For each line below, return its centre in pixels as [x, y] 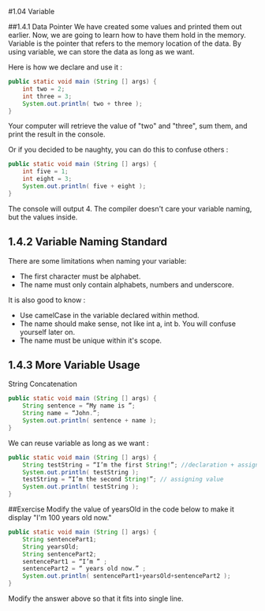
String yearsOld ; [51, 547]
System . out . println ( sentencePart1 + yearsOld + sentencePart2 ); [127, 576]
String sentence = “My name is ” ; [79, 406]
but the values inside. [43, 217]
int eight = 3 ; [47, 179]
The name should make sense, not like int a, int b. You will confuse [128, 324]
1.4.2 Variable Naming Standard [88, 242]
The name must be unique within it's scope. [91, 340]
